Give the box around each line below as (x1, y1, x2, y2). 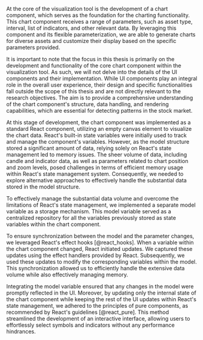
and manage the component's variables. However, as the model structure (6, 138, 190, 145)
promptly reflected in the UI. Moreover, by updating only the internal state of (6, 289, 197, 296)
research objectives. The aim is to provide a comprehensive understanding (6, 94, 193, 101)
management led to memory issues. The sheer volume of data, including (6, 151, 187, 158)
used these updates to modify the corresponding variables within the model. (6, 258, 197, 265)
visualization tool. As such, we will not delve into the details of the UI (6, 68, 178, 75)
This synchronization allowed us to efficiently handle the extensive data (6, 265, 185, 272)
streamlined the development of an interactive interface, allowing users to (6, 315, 190, 322)
